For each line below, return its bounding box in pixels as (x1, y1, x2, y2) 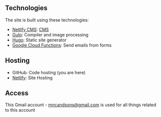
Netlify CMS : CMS (12, 27, 49, 32)
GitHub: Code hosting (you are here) (12, 69, 86, 75)
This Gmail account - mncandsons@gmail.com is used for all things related (5, 102, 157, 108)
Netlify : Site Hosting (12, 75, 53, 81)
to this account (5, 107, 35, 113)
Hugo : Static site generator (12, 37, 67, 43)
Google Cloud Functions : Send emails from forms (12, 42, 112, 48)
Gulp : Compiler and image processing (12, 31, 89, 37)
